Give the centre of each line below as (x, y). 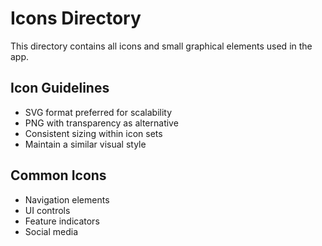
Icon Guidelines (60, 88)
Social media (51, 231)
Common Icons (58, 175)
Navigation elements (67, 199)
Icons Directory (76, 18)
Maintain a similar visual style (85, 144)
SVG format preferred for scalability (98, 112)
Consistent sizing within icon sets (93, 133)
